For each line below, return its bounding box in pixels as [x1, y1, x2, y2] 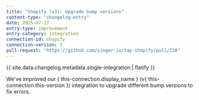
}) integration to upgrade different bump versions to [66, 82, 193, 89]
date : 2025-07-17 [6, 20, 50, 26]
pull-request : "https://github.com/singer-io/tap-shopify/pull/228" [6, 48, 180, 54]
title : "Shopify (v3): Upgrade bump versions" [6, 8, 124, 15]
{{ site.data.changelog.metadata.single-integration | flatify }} [6, 64, 155, 71]
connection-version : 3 [6, 42, 63, 48]
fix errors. [6, 87, 30, 95]
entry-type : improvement [6, 25, 68, 32]
